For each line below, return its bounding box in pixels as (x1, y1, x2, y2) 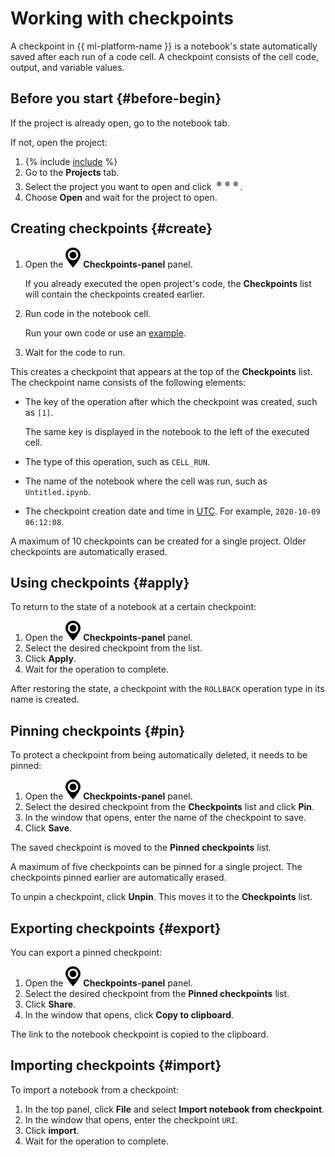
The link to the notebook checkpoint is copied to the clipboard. (10, 1028, 269, 1040)
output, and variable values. (10, 61, 125, 73)
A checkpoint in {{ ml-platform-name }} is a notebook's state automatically (10, 40, 318, 52)
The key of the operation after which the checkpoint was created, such (24, 395, 318, 407)
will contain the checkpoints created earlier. (24, 288, 205, 300)
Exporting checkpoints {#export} (10, 920, 222, 937)
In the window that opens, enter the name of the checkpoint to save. (24, 812, 307, 824)
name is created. (10, 693, 80, 706)
